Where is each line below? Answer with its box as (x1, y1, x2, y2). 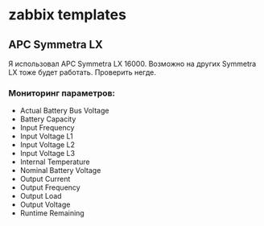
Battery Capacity (19, 114, 76, 124)
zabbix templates (8, 6, 127, 24)
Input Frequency (19, 123, 75, 133)
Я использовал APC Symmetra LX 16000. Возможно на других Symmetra (8, 59, 257, 68)
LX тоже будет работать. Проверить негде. (8, 68, 157, 77)
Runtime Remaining (19, 208, 85, 218)
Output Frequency (19, 183, 80, 192)
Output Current (19, 175, 71, 184)
